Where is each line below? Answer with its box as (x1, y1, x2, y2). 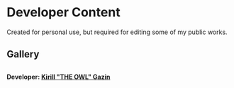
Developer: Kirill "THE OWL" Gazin (6, 72, 111, 81)
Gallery (6, 48, 40, 60)
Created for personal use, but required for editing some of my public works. (6, 28, 228, 36)
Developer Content (6, 4, 121, 21)
